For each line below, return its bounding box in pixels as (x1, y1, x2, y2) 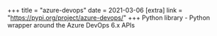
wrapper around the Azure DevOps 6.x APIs (7, 21, 135, 29)
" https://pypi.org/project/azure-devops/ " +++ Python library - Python (7, 13, 211, 22)
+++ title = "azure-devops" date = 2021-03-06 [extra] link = (7, 6, 183, 14)
